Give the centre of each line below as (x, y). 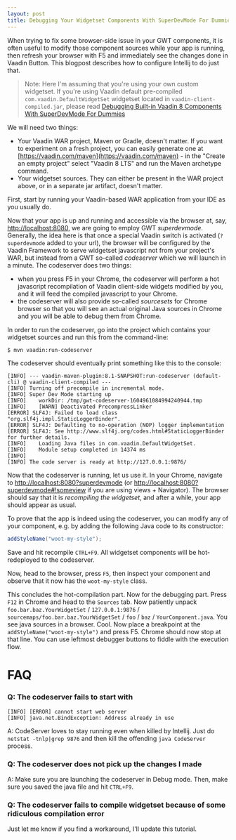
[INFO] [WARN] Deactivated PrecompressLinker (80, 407)
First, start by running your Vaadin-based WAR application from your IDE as (117, 199)
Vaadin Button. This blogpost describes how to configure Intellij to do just (113, 63)
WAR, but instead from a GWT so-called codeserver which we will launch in (117, 258)
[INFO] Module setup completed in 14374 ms (77, 450)
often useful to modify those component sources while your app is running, (116, 48)
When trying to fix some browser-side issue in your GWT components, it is (115, 40)
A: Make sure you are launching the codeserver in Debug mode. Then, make (118, 780)
